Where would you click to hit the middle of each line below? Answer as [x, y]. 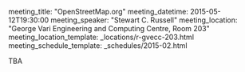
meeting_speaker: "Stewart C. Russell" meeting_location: [144, 20]
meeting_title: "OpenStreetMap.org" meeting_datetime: [99, 12]
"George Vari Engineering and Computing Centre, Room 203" [109, 28]
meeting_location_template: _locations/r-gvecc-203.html [101, 37]
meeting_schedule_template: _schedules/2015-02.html [98, 46]
